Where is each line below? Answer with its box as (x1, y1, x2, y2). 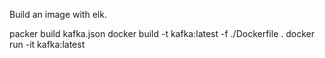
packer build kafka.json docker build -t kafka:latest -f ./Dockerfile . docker (9, 28, 315, 39)
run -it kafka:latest (9, 39, 86, 50)
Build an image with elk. (9, 9, 107, 20)
